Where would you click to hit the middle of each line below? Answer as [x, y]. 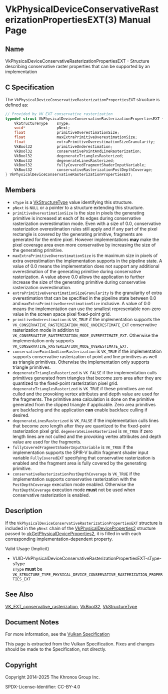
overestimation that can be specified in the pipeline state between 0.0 [84, 298]
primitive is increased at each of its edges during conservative [76, 218]
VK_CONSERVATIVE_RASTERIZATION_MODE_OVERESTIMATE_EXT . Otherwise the [85, 335]
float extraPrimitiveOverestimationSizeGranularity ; [85, 142]
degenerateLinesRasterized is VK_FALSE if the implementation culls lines [85, 420]
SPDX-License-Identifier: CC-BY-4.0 [43, 687]
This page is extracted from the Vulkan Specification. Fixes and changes [80, 644]
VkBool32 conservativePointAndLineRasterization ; [78, 151]
